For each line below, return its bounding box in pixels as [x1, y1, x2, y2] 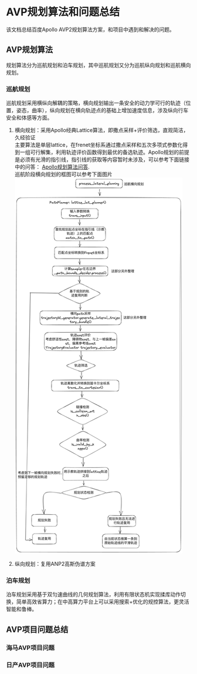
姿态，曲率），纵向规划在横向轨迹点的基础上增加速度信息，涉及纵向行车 [16, 107, 189, 114]
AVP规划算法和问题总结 [6, 5, 120, 19]
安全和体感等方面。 [6, 114, 53, 121]
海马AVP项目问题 [6, 643, 55, 652]
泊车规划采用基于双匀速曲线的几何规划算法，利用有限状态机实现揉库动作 [6, 591, 181, 598]
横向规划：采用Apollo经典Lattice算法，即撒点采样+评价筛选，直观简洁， [14, 127, 189, 134]
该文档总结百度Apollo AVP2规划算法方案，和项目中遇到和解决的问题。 [6, 26, 175, 33]
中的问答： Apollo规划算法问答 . [14, 163, 90, 170]
